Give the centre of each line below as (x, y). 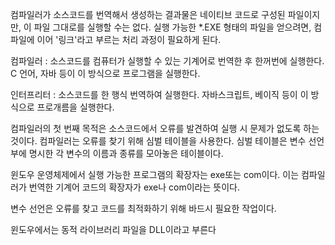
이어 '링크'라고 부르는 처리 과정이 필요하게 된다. (129, 39)
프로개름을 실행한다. (75, 107)
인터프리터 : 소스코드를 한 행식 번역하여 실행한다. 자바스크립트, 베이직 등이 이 (159, 94)
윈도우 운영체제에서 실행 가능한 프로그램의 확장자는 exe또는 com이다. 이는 (155, 174)
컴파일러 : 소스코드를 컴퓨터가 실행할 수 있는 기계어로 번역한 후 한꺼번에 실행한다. (167, 61)
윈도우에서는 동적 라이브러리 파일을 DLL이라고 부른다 (113, 229)
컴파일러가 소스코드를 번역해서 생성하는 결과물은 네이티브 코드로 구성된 (148, 14)
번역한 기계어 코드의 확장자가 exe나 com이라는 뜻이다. (134, 187)
